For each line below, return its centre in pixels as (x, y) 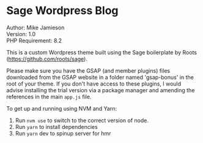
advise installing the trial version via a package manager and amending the (101, 90)
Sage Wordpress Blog (62, 11)
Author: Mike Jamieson (35, 28)
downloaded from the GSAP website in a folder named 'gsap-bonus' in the (100, 77)
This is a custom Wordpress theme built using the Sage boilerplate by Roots (102, 52)
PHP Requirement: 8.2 (34, 40)
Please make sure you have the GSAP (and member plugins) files (88, 70)
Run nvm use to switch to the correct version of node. (82, 120)
